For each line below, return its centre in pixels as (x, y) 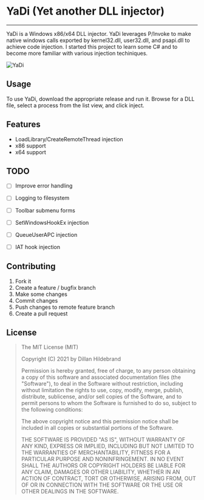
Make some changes (41, 294)
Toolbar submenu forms (45, 210)
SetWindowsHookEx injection (52, 222)
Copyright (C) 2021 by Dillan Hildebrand (71, 359)
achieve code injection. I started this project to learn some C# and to (92, 46)
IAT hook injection (38, 247)
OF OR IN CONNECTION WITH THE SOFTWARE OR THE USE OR (102, 485)
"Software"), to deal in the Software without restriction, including (102, 384)
